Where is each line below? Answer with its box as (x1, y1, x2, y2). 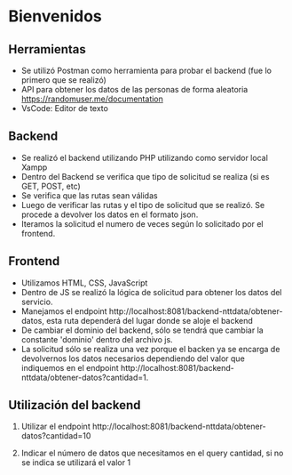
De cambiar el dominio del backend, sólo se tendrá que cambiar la (20, 325, 264, 335)
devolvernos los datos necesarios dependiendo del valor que (20, 353, 245, 364)
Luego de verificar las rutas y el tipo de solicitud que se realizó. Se (20, 199, 265, 210)
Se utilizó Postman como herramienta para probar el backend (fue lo (20, 65, 272, 76)
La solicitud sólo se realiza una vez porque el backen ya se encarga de (20, 343, 280, 354)
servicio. (20, 296, 53, 307)
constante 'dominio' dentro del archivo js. (20, 334, 174, 344)
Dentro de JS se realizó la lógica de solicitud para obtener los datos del (20, 286, 282, 297)
